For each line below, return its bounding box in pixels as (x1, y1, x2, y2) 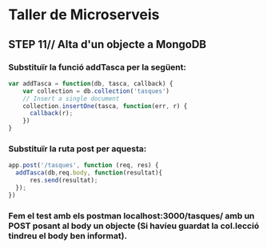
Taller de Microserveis (8, 6, 160, 24)
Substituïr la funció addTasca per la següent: (8, 62, 186, 73)
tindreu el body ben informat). (8, 230, 128, 241)
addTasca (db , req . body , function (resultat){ (15, 169, 162, 177)
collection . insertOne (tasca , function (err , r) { (22, 102, 188, 110)
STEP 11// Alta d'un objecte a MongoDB (8, 38, 206, 51)
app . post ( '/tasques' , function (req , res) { (8, 162, 159, 170)
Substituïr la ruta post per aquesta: (8, 143, 147, 154)
